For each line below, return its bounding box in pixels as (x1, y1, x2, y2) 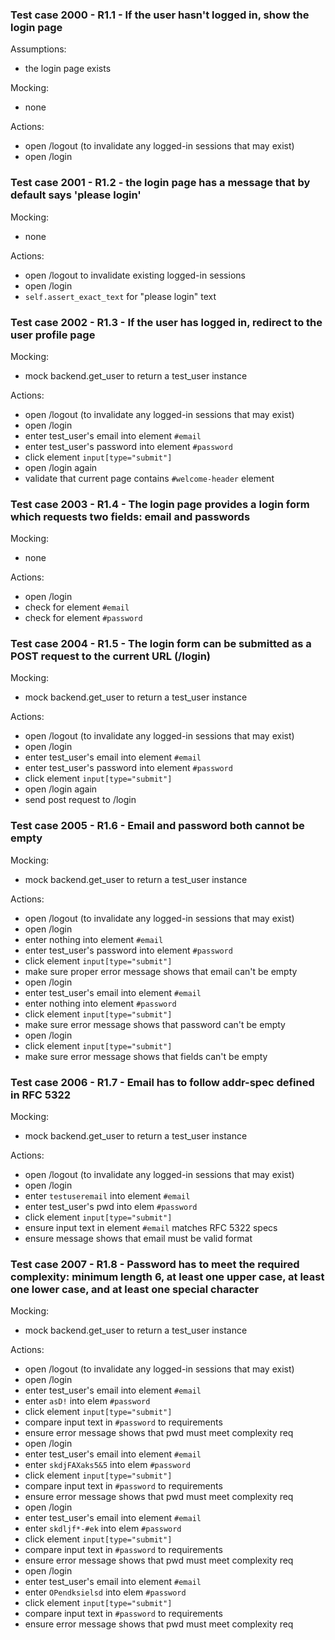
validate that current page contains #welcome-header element (24, 472, 275, 484)
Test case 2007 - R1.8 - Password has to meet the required (10, 1258, 300, 1271)
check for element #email (24, 601, 130, 613)
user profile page (10, 328, 96, 342)
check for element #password (24, 612, 143, 624)
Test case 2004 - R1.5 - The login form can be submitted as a (10, 637, 312, 651)
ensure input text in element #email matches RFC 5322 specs (24, 1222, 278, 1234)
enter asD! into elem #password (24, 1395, 151, 1407)
